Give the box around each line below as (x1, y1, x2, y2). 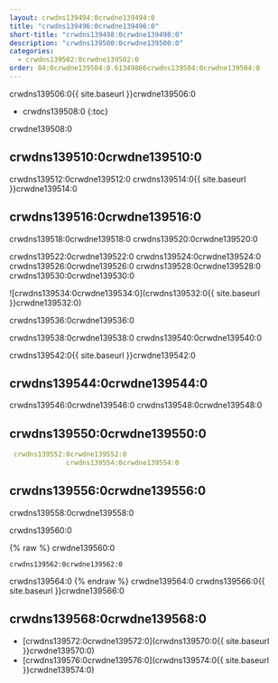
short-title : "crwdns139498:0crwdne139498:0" (9, 30, 183, 39)
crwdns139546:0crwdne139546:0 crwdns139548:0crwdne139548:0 (9, 399, 263, 411)
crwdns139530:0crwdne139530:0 (9, 270, 135, 281)
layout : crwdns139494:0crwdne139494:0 (9, 13, 155, 23)
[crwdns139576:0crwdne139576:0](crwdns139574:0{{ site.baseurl (22, 654, 269, 665)
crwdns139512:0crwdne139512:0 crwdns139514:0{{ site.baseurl (9, 173, 246, 184)
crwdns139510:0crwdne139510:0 (9, 150, 202, 165)
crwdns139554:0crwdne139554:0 (66, 458, 180, 467)
